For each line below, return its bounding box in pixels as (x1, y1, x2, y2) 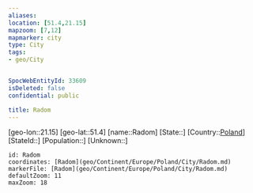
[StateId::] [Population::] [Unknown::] (8, 136, 128, 146)
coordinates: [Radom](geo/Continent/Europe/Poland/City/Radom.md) (8, 158, 232, 166)
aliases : (8, 11, 37, 20)
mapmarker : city (8, 33, 62, 42)
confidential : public (8, 92, 80, 100)
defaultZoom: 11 (8, 172, 62, 180)
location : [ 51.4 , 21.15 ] (8, 19, 87, 27)
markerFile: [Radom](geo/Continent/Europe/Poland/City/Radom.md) (8, 165, 228, 173)
